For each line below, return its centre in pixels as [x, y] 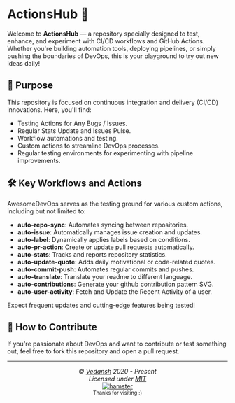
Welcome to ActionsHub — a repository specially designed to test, [104, 34]
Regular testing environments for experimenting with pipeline [105, 153]
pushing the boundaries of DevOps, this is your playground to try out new [113, 56]
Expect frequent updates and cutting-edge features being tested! [101, 305]
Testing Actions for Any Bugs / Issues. [72, 123]
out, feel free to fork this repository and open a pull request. [93, 351]
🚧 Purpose [30, 86]
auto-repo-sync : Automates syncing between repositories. [103, 225]
